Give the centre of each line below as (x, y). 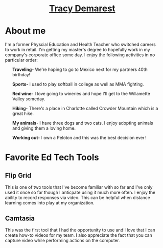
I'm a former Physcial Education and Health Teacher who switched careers (80, 45)
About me (25, 31)
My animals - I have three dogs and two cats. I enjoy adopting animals (82, 123)
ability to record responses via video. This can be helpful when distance (78, 198)
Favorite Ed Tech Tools (52, 158)
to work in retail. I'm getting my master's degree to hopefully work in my (78, 50)
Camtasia (20, 218)
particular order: (22, 60)
